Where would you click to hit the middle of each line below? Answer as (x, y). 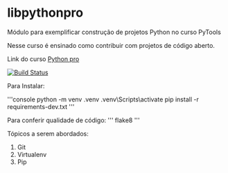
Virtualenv (32, 154)
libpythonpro (45, 13)
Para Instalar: (26, 85)
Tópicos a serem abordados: (48, 133)
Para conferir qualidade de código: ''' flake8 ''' (73, 120)
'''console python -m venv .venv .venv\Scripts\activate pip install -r (103, 99)
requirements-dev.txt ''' (41, 106)
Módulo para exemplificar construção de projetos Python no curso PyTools (114, 32)
